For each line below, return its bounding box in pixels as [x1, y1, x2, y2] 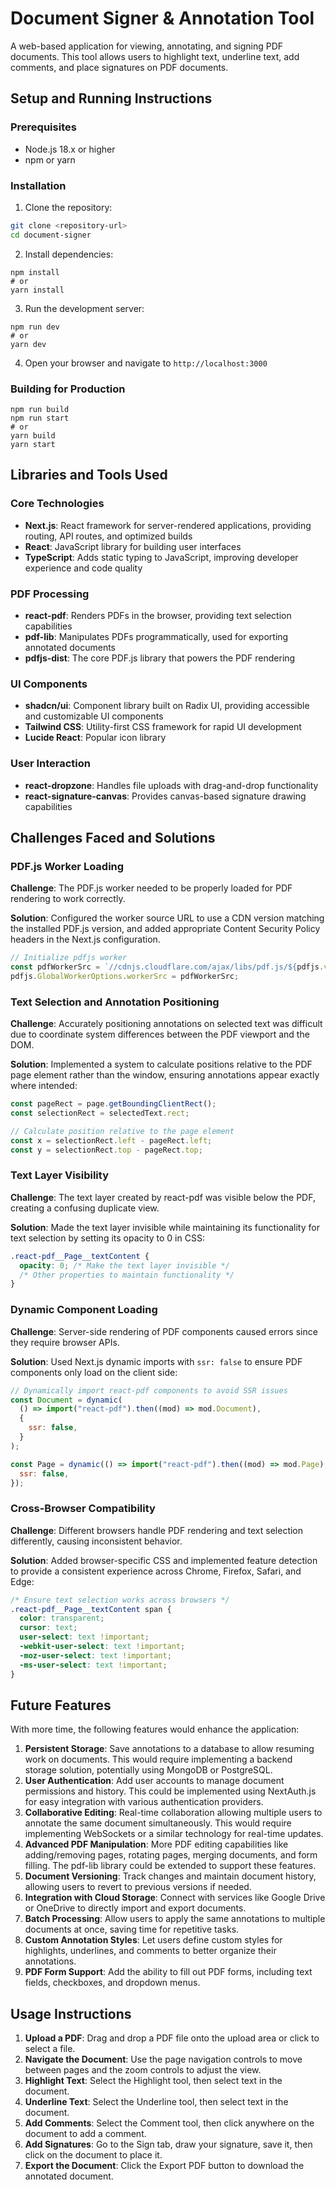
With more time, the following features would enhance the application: [10, 1723, 300, 1736]
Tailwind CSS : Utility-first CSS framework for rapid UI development [24, 721, 302, 733]
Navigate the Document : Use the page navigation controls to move [24, 2053, 303, 2066]
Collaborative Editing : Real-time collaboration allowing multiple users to [24, 1807, 323, 1819]
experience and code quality [24, 562, 143, 574]
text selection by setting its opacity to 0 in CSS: [10, 1232, 205, 1244]
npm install [10, 267, 60, 277]
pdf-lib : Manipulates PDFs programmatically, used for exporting [24, 630, 289, 642]
